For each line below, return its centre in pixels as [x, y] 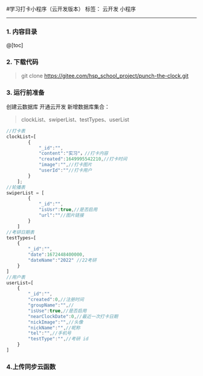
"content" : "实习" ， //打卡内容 [73, 154]
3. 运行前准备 [25, 92]
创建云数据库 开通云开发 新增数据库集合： [58, 106]
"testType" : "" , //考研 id [58, 339]
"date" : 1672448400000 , [56, 255]
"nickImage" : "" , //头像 [56, 322]
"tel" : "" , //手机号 [50, 333]
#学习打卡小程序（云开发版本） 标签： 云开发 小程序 [71, 9]
